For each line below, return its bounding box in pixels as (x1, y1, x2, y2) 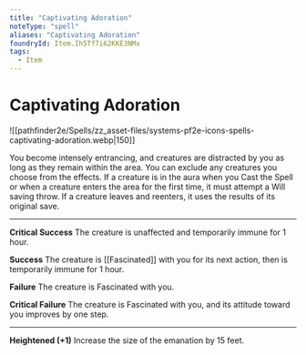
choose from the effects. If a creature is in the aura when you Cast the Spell (9, 171, 293, 182)
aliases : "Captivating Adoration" (9, 30, 141, 39)
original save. (9, 200, 60, 211)
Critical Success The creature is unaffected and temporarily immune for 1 (9, 227, 287, 238)
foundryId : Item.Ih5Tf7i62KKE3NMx (9, 38, 141, 48)
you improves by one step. (9, 309, 109, 319)
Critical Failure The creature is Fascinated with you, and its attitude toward (9, 299, 291, 309)
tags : (9, 47, 30, 56)
